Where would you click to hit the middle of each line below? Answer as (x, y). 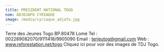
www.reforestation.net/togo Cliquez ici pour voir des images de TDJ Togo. (82, 44)
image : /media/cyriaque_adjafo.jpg (43, 19)
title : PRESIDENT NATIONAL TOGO (39, 10)
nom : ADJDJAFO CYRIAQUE (30, 15)
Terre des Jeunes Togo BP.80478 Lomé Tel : (51, 34)
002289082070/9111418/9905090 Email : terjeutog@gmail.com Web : (77, 39)
